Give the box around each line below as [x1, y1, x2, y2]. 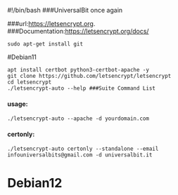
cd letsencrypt [7, 79, 52, 86]
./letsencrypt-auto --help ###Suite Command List [7, 85, 156, 92]
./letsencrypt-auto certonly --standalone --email [7, 145, 159, 153]
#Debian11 [7, 53, 37, 61]
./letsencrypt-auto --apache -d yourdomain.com [7, 115, 150, 122]
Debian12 [7, 175, 63, 191]
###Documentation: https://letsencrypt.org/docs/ [7, 27, 149, 35]
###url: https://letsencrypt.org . [7, 20, 96, 27]
